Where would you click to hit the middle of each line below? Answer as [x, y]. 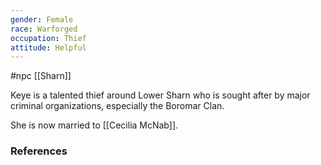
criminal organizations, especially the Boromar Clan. [117, 106]
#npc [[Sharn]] [41, 76]
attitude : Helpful [48, 47]
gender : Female [42, 19]
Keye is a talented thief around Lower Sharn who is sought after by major [160, 95]
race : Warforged [44, 29]
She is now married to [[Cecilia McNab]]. [94, 125]
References [39, 151]
